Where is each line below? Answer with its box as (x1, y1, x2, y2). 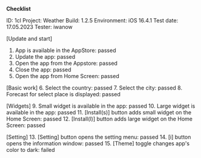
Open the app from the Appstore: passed (15, 60, 118, 67)
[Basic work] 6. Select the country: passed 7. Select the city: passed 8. (6, 84, 183, 91)
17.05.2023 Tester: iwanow (6, 24, 73, 30)
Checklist (6, 5, 31, 12)
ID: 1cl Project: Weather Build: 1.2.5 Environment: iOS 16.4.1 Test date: (6, 17, 179, 24)
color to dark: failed (6, 146, 56, 153)
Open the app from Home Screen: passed (15, 73, 119, 79)
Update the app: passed (15, 53, 76, 60)
